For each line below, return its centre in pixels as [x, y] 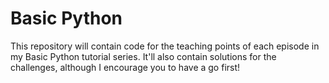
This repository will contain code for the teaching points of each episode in [165, 46]
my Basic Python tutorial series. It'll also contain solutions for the [143, 56]
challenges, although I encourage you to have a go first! [125, 67]
